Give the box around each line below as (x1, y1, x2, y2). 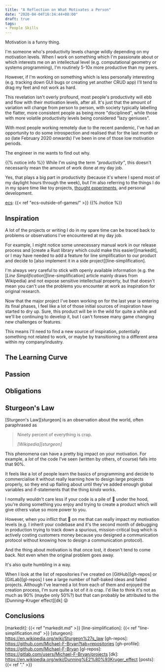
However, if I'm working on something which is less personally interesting (5, 74, 154, 80)
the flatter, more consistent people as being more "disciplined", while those (5, 110, 158, 116)
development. (5, 190, 33, 196)
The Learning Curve (5, 353, 68, 362)
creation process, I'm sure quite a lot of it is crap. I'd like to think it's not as (5, 587, 156, 593)
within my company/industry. (5, 339, 64, 345)
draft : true (5, 16, 30, 21)
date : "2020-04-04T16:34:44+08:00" (5, 12, 78, 17)
